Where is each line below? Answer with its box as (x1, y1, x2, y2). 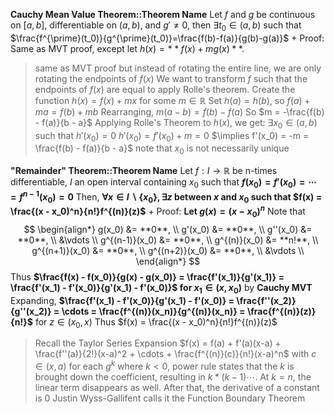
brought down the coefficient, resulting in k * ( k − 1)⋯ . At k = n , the (34, 371, 312, 383)
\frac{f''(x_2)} (236, 294, 297, 306)
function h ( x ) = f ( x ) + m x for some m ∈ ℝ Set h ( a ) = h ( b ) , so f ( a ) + (34, 94, 311, 106)
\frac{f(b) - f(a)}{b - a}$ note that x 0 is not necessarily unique (34, 142, 290, 157)
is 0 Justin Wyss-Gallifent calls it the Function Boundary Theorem (34, 392, 306, 404)
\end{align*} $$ (135, 255, 201, 267)
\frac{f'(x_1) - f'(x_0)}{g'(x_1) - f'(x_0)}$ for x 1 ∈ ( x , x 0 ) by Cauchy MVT (10, 281, 313, 296)
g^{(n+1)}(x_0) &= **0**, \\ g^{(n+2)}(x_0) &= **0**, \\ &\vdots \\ (31, 244, 305, 256)
